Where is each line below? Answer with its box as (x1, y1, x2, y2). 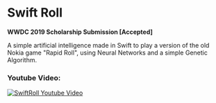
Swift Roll (7, 5, 63, 21)
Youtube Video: (7, 73, 61, 82)
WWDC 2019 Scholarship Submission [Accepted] (7, 28, 153, 36)
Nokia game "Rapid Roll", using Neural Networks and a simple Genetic (7, 48, 208, 57)
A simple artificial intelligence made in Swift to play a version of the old (7, 41, 210, 49)
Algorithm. (7, 55, 37, 64)
